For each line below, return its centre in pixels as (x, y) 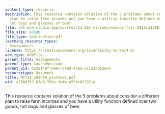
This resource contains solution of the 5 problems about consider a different (82, 96)
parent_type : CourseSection (34, 64)
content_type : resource (29, 9)
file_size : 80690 (23, 32)
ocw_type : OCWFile (24, 55)
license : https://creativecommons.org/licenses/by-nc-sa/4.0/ (70, 50)
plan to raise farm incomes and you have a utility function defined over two (81, 101)
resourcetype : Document (29, 73)
